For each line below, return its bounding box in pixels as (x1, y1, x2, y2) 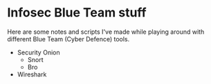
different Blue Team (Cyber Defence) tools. (7, 34, 130, 43)
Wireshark (17, 70, 47, 78)
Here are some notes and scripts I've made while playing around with (7, 28, 205, 36)
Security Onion (17, 48, 60, 56)
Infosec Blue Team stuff (7, 5, 147, 21)
